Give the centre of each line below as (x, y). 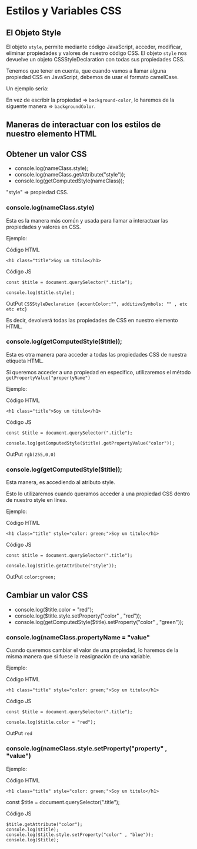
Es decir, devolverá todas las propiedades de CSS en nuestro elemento (92, 320)
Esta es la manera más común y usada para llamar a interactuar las (87, 220)
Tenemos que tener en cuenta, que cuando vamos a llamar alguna (86, 71)
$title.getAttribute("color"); (44, 824)
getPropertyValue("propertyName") (49, 378)
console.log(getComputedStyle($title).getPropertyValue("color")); (91, 443)
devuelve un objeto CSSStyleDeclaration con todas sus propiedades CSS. (96, 59)
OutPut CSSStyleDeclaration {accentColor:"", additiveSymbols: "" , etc (97, 303)
